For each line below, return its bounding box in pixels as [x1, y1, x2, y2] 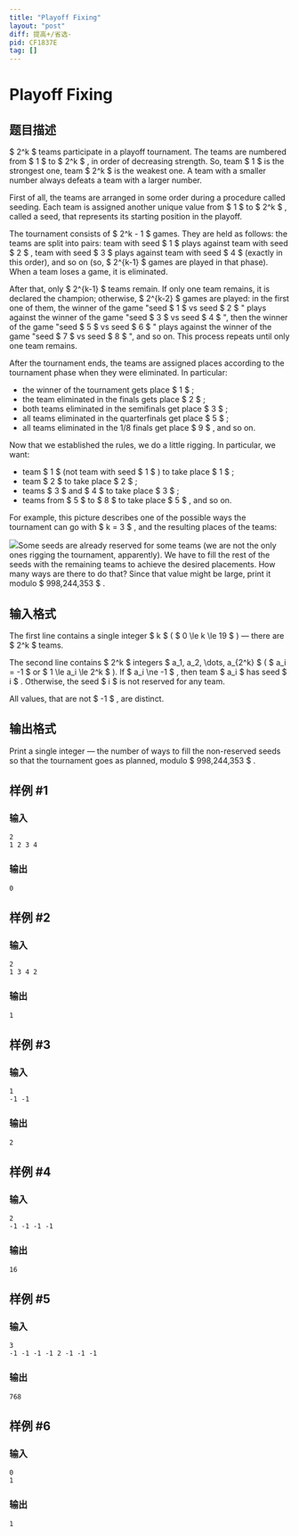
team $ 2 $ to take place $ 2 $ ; [21, 476, 138, 487]
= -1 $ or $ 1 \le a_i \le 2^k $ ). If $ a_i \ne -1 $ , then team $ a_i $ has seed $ [9, 666, 287, 677]
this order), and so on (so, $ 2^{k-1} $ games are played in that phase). [9, 257, 269, 268]
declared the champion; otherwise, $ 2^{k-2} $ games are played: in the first [9, 293, 289, 304]
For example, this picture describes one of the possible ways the [9, 512, 246, 523]
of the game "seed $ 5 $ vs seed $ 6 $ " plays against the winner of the [9, 322, 272, 333]
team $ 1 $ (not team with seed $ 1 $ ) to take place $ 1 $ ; [21, 467, 234, 477]
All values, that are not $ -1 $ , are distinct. [9, 693, 165, 704]
